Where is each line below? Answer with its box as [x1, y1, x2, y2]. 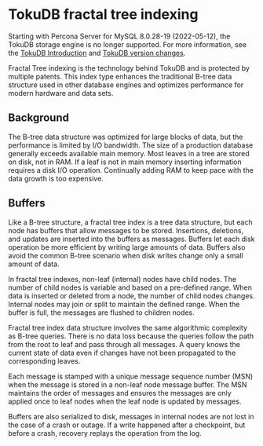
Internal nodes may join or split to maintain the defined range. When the [8, 299, 240, 309]
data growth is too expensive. [8, 174, 104, 183]
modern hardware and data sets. [8, 88, 114, 97]
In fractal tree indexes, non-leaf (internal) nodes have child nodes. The [8, 274, 237, 283]
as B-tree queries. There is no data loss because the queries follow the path [8, 331, 254, 341]
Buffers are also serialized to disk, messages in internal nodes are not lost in [8, 411, 254, 421]
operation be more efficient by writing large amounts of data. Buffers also [8, 242, 246, 252]
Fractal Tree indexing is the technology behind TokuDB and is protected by [8, 63, 250, 72]
